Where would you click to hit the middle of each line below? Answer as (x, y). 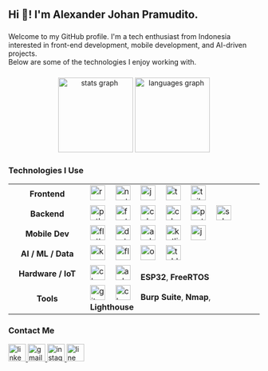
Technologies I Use (46, 171)
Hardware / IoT (47, 274)
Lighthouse (112, 306)
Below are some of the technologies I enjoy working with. (102, 62)
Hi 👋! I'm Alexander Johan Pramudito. (103, 15)
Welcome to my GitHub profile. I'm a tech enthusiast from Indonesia (120, 37)
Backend (47, 214)
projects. (23, 53)
